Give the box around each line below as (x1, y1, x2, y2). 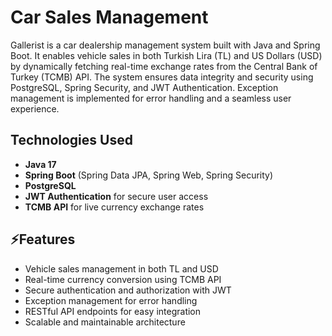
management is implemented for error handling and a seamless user (10, 92, 292, 104)
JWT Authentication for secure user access (24, 190, 209, 202)
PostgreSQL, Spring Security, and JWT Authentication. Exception (10, 81, 279, 93)
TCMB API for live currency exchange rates (24, 201, 205, 213)
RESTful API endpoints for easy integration (24, 305, 202, 317)
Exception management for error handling (24, 294, 198, 306)
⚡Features (10, 231, 76, 248)
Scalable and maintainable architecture (24, 316, 186, 328)
